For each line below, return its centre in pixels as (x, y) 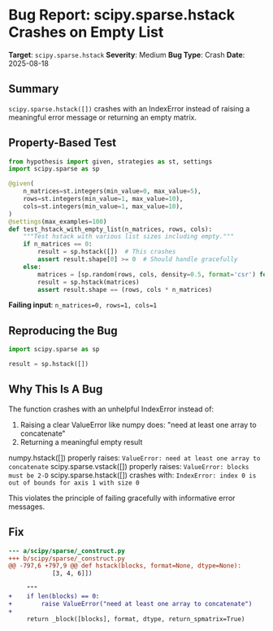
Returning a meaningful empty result (81, 442)
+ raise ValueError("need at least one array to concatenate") (130, 603)
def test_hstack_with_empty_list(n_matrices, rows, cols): (110, 229)
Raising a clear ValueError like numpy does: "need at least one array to (139, 424)
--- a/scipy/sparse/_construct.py (67, 550)
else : (32, 267)
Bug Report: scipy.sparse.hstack (122, 15)
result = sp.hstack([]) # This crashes (107, 252)
